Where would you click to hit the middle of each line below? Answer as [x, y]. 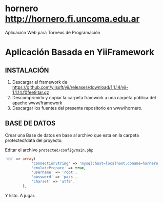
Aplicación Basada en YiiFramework [80, 52]
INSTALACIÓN [27, 70]
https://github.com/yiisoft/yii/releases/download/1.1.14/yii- [70, 87]
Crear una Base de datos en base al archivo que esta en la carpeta [72, 135]
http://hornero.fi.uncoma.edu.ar [72, 19]
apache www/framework [37, 103]
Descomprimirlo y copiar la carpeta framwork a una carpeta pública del [84, 97]
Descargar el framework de [40, 82]
